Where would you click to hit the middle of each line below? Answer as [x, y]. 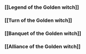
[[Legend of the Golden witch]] [42, 7]
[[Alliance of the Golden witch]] [43, 46]
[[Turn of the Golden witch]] [38, 20]
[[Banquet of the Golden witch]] [43, 33]
